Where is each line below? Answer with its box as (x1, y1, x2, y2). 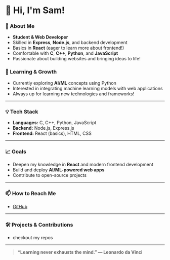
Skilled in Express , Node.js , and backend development (12, 40, 127, 46)
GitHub (12, 203, 28, 209)
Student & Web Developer (12, 34, 68, 40)
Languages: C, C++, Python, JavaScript (12, 120, 97, 126)
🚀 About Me (5, 23, 35, 30)
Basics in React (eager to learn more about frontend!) (12, 45, 124, 51)
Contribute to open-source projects (12, 172, 87, 178)
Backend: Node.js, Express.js (12, 125, 74, 131)
